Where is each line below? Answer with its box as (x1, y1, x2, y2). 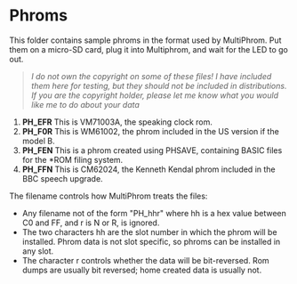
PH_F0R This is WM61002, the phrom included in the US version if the (21, 126, 280, 136)
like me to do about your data (30, 99, 140, 110)
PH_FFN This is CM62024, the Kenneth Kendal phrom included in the (21, 164, 276, 174)
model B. (21, 135, 55, 146)
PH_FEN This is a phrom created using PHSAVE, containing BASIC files (21, 144, 283, 156)
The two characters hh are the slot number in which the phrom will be (21, 226, 277, 237)
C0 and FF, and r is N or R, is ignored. (21, 217, 160, 228)
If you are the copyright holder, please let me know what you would (30, 90, 278, 101)
